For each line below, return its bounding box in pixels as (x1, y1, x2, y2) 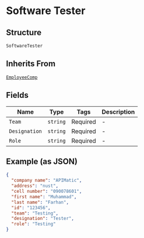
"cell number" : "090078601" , (11, 189, 82, 195)
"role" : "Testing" (11, 221, 57, 227)
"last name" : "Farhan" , (11, 199, 69, 205)
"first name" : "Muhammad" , (11, 193, 77, 200)
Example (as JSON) (6, 157, 78, 166)
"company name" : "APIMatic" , (11, 178, 82, 183)
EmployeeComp (6, 74, 38, 80)
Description (101, 107, 135, 115)
